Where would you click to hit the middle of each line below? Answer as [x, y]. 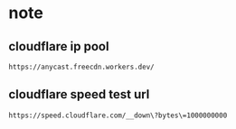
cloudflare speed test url [79, 94]
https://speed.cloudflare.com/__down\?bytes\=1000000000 [118, 115]
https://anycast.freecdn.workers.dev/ [81, 67]
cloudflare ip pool [59, 46]
